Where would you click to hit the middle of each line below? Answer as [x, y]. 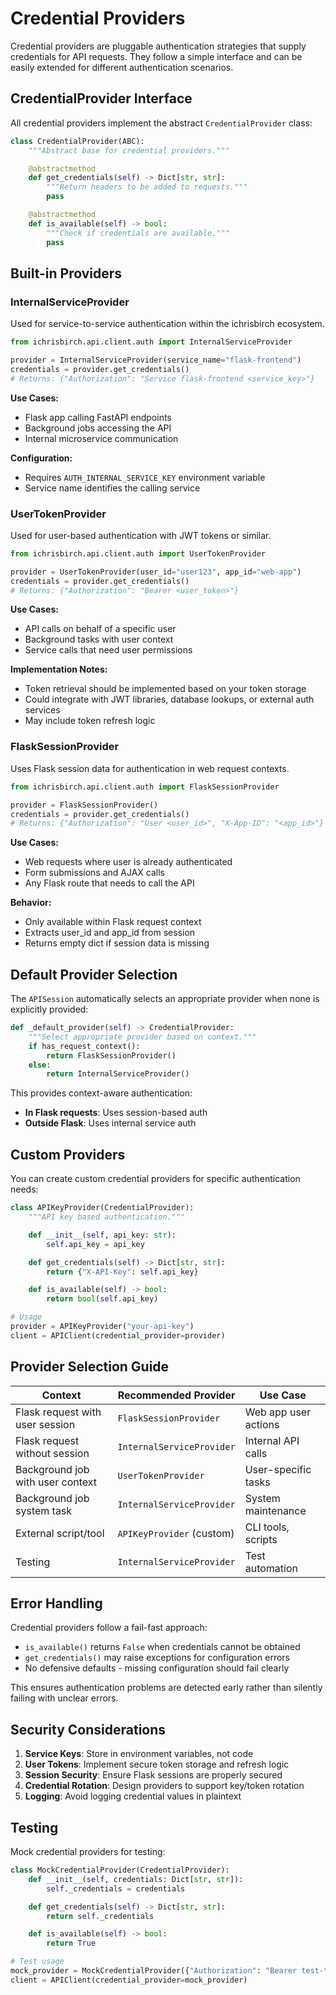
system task [44, 1510]
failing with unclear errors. [64, 1698]
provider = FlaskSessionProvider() [84, 805]
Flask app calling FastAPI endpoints [98, 417]
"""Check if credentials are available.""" [138, 233]
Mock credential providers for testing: [88, 1852]
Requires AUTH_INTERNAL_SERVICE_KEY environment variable [145, 477]
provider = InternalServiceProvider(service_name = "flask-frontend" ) [156, 360]
